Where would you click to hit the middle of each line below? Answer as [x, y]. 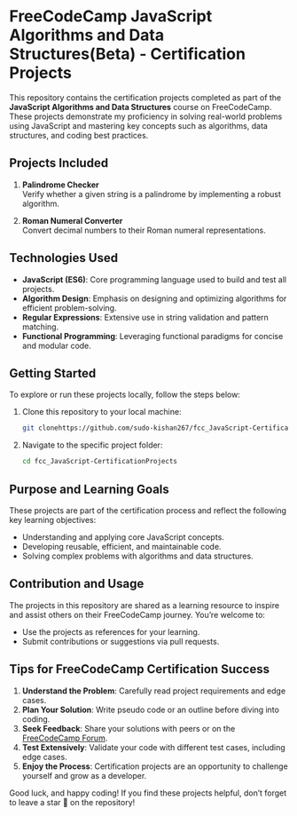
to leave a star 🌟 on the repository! [72, 802]
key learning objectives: [53, 519]
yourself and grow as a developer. [84, 775]
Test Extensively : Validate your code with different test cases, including [153, 747]
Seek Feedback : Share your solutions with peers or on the [129, 728]
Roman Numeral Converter [72, 220]
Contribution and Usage [77, 584]
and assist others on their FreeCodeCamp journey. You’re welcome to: [137, 614]
